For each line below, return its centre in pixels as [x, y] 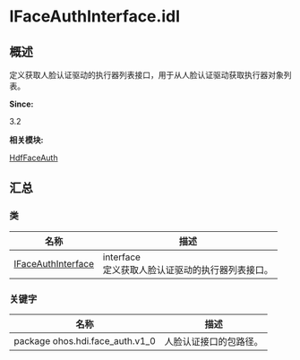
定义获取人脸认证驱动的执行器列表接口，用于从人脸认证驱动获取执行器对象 [146, 75]
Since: [21, 104]
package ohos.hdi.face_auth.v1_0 [85, 340]
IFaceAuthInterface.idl [95, 17]
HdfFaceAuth [34, 158]
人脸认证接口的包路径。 [214, 341]
